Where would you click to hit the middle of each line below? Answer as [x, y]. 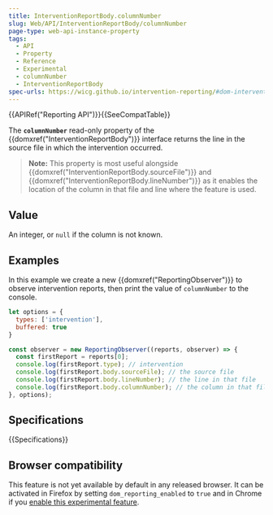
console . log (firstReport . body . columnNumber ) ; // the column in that [134, 387]
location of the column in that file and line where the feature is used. [142, 190]
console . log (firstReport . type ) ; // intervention [100, 364]
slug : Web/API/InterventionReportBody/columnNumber [97, 24]
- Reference [36, 62]
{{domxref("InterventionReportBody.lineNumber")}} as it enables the [143, 181]
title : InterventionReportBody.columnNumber [85, 16]
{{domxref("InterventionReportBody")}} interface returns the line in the [127, 139]
